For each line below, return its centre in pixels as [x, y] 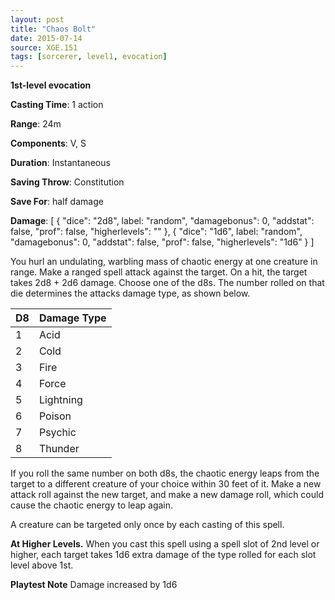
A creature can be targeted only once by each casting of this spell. [147, 525]
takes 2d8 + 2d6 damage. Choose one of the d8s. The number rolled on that [167, 283]
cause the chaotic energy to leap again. [92, 505]
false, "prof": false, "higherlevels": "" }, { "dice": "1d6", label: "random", [156, 232]
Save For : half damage [57, 202]
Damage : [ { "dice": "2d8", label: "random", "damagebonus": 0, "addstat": [162, 221]
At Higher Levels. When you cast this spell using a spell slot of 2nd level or [165, 544]
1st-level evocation [51, 85]
